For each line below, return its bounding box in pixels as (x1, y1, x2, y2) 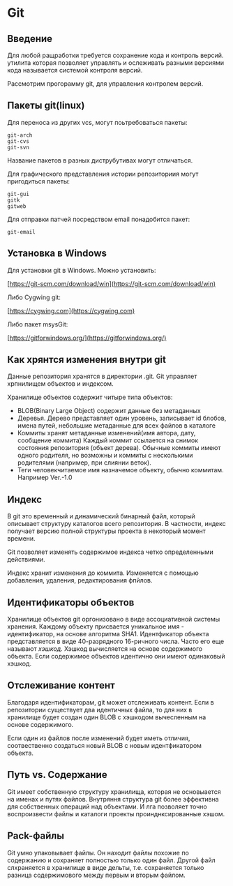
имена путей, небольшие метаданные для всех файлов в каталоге (17, 421, 216, 430)
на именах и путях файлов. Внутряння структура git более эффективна (7, 795, 219, 803)
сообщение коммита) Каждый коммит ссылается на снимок (17, 436, 199, 444)
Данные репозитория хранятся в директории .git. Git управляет (7, 372, 197, 381)
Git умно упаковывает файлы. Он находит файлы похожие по (7, 848, 190, 857)
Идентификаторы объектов (7, 596, 135, 608)
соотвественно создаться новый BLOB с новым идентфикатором (7, 741, 202, 749)
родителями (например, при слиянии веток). (17, 458, 151, 467)
